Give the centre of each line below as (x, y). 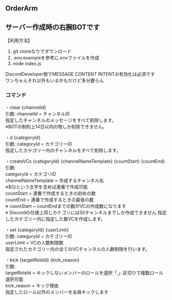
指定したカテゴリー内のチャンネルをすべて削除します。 (63, 150)
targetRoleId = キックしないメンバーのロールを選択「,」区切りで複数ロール (84, 273)
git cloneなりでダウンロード (42, 51)
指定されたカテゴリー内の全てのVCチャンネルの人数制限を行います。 (78, 249)
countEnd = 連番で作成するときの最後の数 (49, 199)
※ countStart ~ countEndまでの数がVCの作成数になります (66, 206)
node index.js (27, 64)
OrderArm (22, 8)
